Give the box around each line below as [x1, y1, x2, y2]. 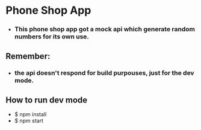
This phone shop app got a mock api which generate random [14, 25, 195, 34]
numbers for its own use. [14, 32, 90, 41]
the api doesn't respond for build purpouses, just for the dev [14, 69, 194, 77]
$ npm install [14, 111, 47, 118]
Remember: [5, 51, 51, 61]
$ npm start [14, 117, 43, 125]
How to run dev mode [5, 95, 88, 105]
